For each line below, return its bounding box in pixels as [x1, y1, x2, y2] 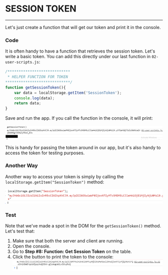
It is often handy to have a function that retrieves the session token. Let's [5, 48, 155, 54]
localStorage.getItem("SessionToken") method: [5, 179, 104, 185]
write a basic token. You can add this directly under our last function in [5, 54, 151, 60]
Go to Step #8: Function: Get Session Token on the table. [12, 248, 132, 254]
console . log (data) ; [14, 96, 55, 101]
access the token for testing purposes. [5, 150, 85, 156]
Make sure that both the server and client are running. [12, 238, 124, 244]
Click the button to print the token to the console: [12, 254, 114, 260]
